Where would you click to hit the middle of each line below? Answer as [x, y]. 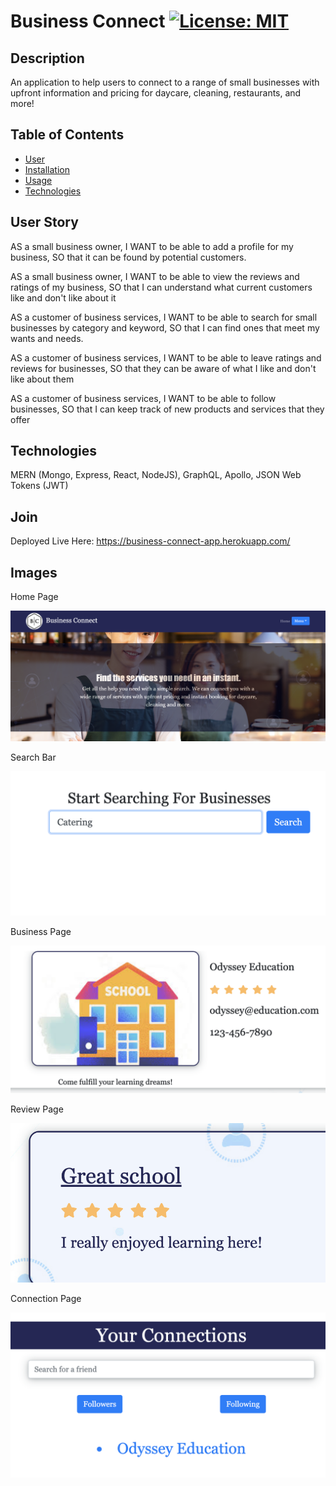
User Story [44, 222]
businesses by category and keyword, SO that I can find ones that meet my [165, 327]
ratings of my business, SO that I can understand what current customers [161, 287]
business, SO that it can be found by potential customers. [128, 257]
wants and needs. [47, 338]
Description [47, 58]
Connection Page [46, 1298]
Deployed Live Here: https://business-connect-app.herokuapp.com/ [150, 541]
